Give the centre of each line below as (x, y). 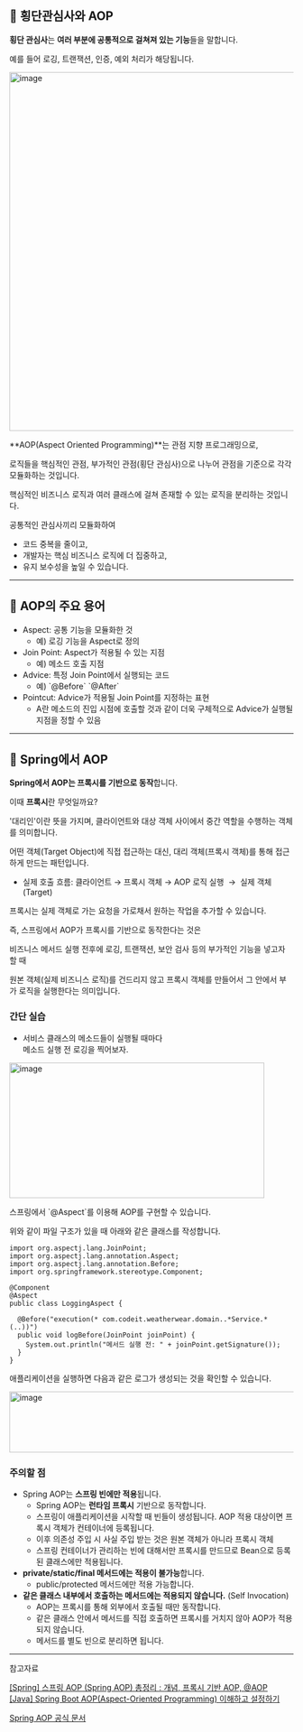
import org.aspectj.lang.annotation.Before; (94, 1264)
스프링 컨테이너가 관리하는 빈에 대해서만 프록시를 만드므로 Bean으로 (155, 1551)
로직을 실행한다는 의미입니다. (69, 991)
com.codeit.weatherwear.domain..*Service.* (185, 1319)
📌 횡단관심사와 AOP (62, 16)
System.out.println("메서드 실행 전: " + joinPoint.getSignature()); (153, 1344)
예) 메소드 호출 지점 (70, 663)
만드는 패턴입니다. (57, 863)
